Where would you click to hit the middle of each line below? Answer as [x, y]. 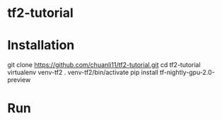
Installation [41, 46]
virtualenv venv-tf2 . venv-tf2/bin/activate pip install [83, 73]
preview [19, 80]
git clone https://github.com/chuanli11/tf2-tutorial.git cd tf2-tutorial [104, 65]
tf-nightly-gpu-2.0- [187, 73]
